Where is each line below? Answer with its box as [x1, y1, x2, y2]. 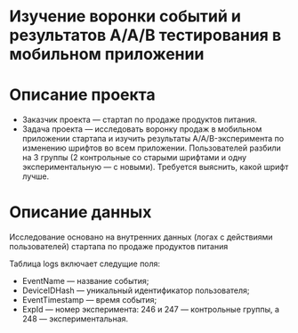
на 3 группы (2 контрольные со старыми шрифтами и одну [21, 152, 247, 163]
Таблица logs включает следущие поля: [9, 258, 161, 269]
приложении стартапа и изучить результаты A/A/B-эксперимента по [21, 134, 285, 144]
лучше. [21, 171, 50, 182]
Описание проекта [9, 85, 156, 105]
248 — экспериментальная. [21, 313, 129, 324]
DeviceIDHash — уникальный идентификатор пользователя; [21, 285, 251, 296]
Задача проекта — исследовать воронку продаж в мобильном [21, 124, 262, 134]
